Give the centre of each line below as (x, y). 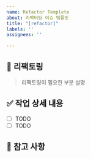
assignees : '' (24, 35)
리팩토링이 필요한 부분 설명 (53, 82)
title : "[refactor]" (33, 23)
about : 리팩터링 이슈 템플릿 (38, 18)
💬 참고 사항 (26, 147)
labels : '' (20, 29)
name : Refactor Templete (38, 12)
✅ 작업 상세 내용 (35, 104)
